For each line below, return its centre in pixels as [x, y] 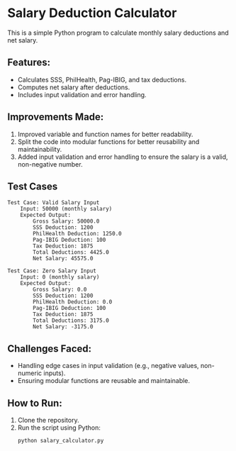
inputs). [55, 373]
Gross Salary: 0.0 [60, 290]
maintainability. [40, 149]
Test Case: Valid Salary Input [54, 203]
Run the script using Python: [59, 428]
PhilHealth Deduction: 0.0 [73, 302]
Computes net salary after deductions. [74, 87]
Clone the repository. [48, 420]
